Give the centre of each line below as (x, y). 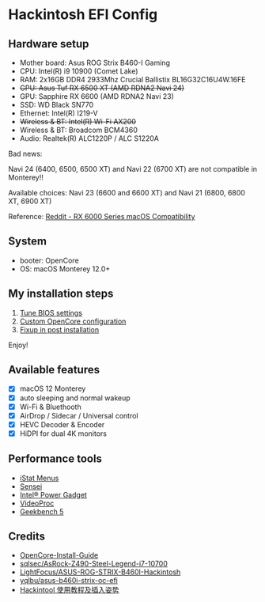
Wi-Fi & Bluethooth (50, 407)
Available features (54, 370)
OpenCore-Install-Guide (59, 555)
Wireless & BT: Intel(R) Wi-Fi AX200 (78, 121)
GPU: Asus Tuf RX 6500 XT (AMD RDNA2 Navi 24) (102, 88)
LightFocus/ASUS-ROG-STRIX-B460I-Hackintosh (100, 572)
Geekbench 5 (42, 511)
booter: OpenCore (49, 260)
